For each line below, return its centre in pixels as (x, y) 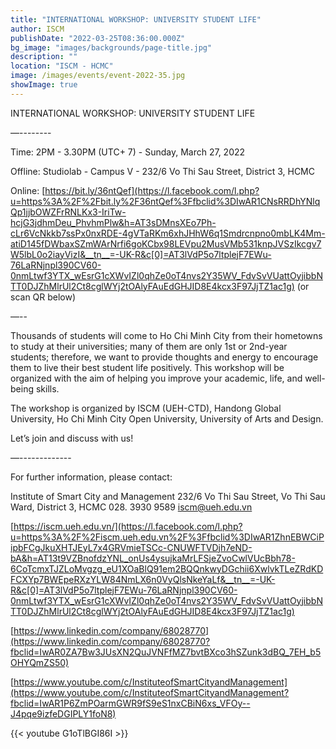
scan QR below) (43, 297)
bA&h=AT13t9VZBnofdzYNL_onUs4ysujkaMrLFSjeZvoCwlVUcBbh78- (153, 558)
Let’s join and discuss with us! (72, 438)
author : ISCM (37, 29)
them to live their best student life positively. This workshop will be (147, 367)
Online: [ (28, 190)
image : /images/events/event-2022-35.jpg (98, 76)
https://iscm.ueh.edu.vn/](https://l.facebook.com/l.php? (128, 526)
